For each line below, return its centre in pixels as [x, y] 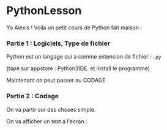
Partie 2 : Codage [33, 96]
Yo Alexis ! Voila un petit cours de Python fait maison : [74, 27]
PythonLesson [44, 11]
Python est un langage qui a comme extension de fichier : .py [84, 57]
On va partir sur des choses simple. [51, 109]
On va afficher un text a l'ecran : [47, 121]
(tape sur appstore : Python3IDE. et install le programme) [78, 68]
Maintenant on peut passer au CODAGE [56, 81]
